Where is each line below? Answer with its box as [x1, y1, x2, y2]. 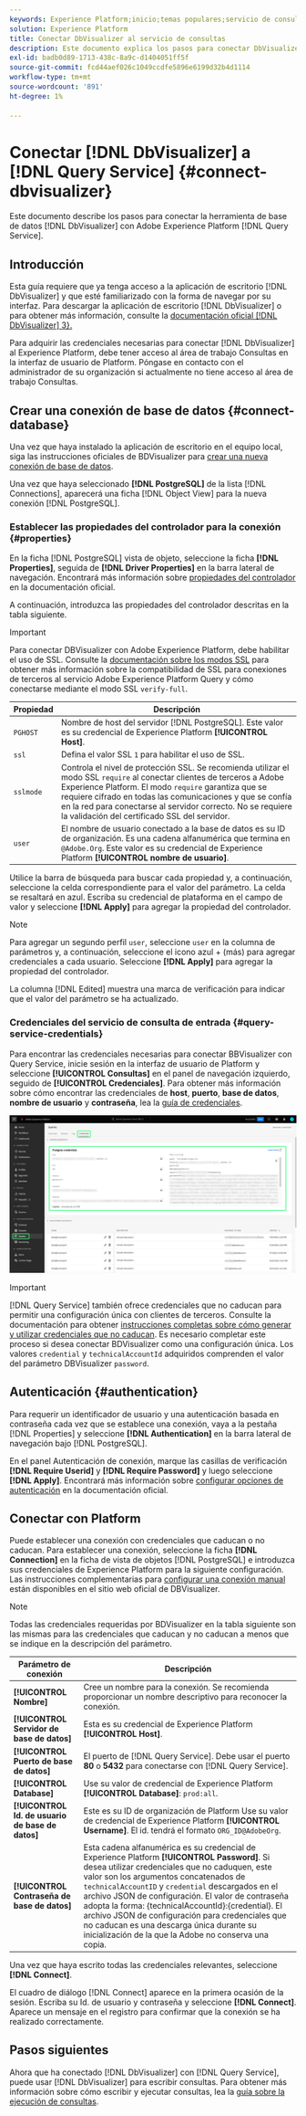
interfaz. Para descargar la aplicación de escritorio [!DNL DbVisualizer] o [9, 300, 282, 311]
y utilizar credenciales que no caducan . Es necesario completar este [9, 1329, 266, 1340]
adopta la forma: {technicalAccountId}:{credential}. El [83, 1900, 282, 1911]
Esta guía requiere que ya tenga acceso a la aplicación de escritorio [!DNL [9, 281, 288, 292]
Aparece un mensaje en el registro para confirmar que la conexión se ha [9, 2005, 280, 2017]
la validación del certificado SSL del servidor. [60, 810, 230, 821]
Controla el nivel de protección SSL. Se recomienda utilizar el [60, 762, 290, 773]
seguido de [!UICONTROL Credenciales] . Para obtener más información [9, 1078, 281, 1089]
